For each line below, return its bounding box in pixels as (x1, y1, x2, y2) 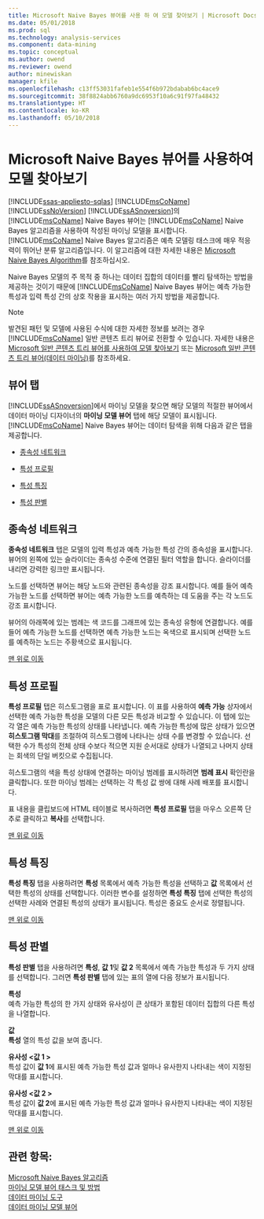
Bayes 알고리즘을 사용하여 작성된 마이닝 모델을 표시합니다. (8, 225, 187, 235)
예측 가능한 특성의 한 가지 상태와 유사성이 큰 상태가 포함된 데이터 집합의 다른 (8, 999, 241, 1008)
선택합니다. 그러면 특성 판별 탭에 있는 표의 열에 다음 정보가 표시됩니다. (16, 972, 230, 981)
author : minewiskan (8, 70, 72, 78)
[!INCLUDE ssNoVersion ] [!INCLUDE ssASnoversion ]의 (8, 206, 181, 215)
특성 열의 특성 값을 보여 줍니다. (8, 1035, 103, 1044)
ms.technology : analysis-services (8, 33, 122, 42)
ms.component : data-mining (8, 41, 97, 49)
